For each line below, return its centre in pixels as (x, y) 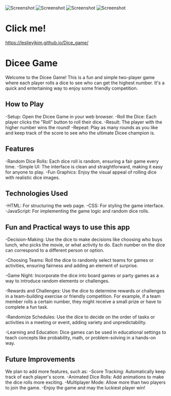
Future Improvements (40, 359)
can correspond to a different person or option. (55, 251)
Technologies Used (36, 193)
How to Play (25, 104)
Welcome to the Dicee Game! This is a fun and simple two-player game (80, 77)
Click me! (26, 29)
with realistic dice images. (33, 177)
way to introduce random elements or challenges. (57, 281)
